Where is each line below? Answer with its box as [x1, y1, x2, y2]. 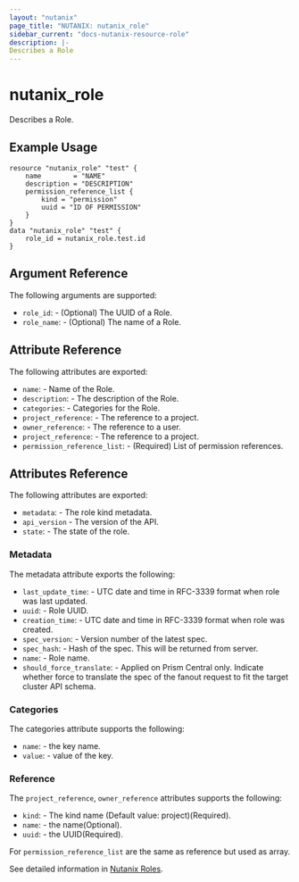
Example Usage [9, 140, 98, 155]
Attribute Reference [9, 343, 122, 358]
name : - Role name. [21, 653, 91, 663]
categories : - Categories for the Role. [21, 403, 161, 413]
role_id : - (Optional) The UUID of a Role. [21, 307, 172, 318]
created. [21, 624, 54, 635]
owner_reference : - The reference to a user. [21, 421, 181, 432]
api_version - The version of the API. [21, 517, 159, 528]
